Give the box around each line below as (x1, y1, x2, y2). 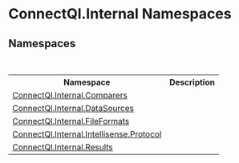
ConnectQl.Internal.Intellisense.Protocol (12, 129, 162, 140)
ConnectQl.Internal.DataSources (12, 103, 135, 113)
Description (169, 77, 215, 88)
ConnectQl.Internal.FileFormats (12, 116, 130, 126)
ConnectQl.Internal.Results (12, 141, 114, 153)
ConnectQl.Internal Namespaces (8, 5, 232, 23)
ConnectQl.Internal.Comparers (12, 89, 128, 101)
